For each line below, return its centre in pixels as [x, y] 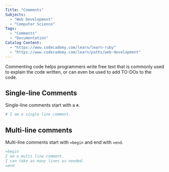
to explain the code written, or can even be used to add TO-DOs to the [78, 72]
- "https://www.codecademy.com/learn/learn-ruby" [63, 47]
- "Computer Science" [33, 24]
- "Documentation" [29, 38]
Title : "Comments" [24, 10]
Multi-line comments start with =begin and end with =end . [64, 142]
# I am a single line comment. [38, 114]
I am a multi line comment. [35, 156]
